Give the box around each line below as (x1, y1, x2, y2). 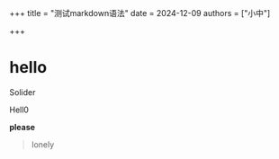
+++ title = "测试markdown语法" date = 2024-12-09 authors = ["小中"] (9, 8, 271, 18)
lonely (31, 138, 55, 150)
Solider (9, 86, 36, 97)
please (9, 121, 36, 132)
